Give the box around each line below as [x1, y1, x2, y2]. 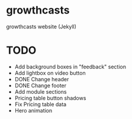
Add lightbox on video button [14, 69, 86, 77]
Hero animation [14, 107, 53, 114]
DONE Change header [14, 75, 69, 82]
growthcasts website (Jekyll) [6, 23, 77, 30]
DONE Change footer [14, 82, 67, 89]
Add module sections [14, 88, 67, 95]
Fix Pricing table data [14, 101, 67, 108]
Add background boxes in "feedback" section [14, 63, 126, 70]
